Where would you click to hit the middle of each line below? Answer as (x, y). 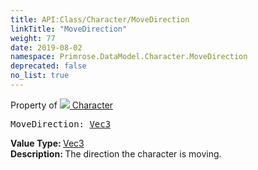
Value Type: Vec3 (47, 143)
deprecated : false (48, 66)
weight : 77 (33, 38)
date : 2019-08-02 (46, 47)
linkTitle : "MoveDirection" (69, 29)
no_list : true (40, 76)
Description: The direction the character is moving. (116, 153)
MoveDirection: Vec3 (61, 124)
